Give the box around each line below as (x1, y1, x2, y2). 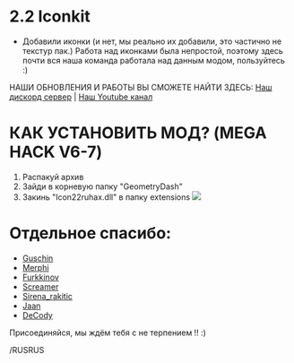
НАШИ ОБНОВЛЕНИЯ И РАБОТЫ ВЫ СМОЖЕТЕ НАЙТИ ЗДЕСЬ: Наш (9, 82, 272, 92)
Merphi (22, 262, 49, 272)
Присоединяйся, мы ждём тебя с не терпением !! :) (9, 327, 206, 338)
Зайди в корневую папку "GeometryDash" (22, 181, 184, 192)
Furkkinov (22, 272, 60, 282)
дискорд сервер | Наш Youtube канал (9, 91, 153, 102)
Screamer (22, 281, 59, 292)
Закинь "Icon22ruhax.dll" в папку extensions (22, 191, 191, 203)
